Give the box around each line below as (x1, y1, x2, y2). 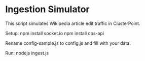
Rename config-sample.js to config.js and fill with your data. (5, 40, 131, 46)
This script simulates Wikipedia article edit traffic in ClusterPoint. (5, 20, 140, 26)
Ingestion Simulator (5, 4, 90, 15)
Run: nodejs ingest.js (5, 50, 49, 56)
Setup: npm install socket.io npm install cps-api (5, 30, 104, 36)
